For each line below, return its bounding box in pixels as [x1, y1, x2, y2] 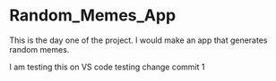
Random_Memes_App [9, 5, 177, 26]
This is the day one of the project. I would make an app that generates [9, 35, 268, 45]
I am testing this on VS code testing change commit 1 [9, 61, 205, 72]
